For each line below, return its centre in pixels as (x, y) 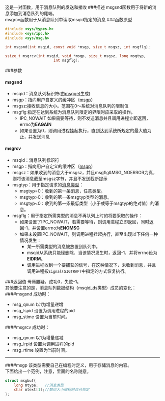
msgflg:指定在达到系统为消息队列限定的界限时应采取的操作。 (74, 112)
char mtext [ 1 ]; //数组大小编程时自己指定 (52, 390)
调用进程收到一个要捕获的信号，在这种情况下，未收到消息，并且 (91, 265)
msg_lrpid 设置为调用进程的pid (43, 344)
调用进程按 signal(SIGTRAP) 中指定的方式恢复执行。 (78, 271)
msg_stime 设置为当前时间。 (41, 317)
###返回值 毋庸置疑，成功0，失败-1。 (43, 281)
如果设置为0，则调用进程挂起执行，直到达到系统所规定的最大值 (83, 131)
